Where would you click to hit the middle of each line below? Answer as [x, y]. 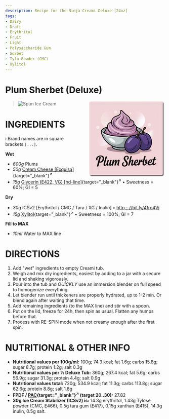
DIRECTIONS [32, 254]
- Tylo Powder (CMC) [27, 59]
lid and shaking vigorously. [40, 279]
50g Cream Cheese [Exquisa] [43, 169]
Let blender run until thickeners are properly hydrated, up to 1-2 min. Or [87, 295]
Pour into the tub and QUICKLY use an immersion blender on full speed [87, 284]
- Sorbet [14, 53]
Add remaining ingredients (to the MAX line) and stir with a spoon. [81, 306]
